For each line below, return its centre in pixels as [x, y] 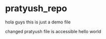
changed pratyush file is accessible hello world [53, 31]
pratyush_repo [36, 9]
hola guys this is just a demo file [38, 22]
